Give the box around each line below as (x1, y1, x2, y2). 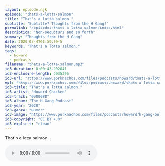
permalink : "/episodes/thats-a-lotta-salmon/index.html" (5, 26, 124, 30)
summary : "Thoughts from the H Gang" (5, 35, 82, 40)
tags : (5, 48, 16, 53)
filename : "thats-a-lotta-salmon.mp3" (5, 62, 84, 67)
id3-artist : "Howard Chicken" (5, 89, 67, 94)
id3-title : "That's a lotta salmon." (5, 84, 82, 90)
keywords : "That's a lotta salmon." (5, 44, 80, 49)
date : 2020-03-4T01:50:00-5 (5, 39, 63, 44)
